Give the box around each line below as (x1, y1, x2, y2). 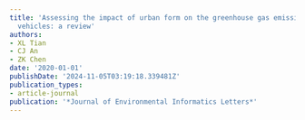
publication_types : (9, 80, 84, 89)
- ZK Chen (9, 55, 47, 64)
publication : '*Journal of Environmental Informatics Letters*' (9, 97, 258, 106)
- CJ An (9, 47, 39, 56)
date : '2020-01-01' (9, 64, 84, 73)
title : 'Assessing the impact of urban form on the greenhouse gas (9, 13, 271, 23)
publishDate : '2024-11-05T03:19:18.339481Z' (9, 72, 181, 81)
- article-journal (9, 88, 79, 97)
